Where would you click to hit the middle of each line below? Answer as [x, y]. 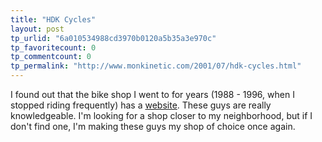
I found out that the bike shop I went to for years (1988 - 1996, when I [152, 94]
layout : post [37, 29]
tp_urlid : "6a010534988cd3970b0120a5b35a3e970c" [113, 38]
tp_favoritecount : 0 [53, 47]
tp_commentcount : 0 [51, 57]
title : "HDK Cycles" [53, 19]
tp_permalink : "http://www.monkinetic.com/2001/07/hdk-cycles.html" [156, 66]
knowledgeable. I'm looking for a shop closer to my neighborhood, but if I [161, 115]
